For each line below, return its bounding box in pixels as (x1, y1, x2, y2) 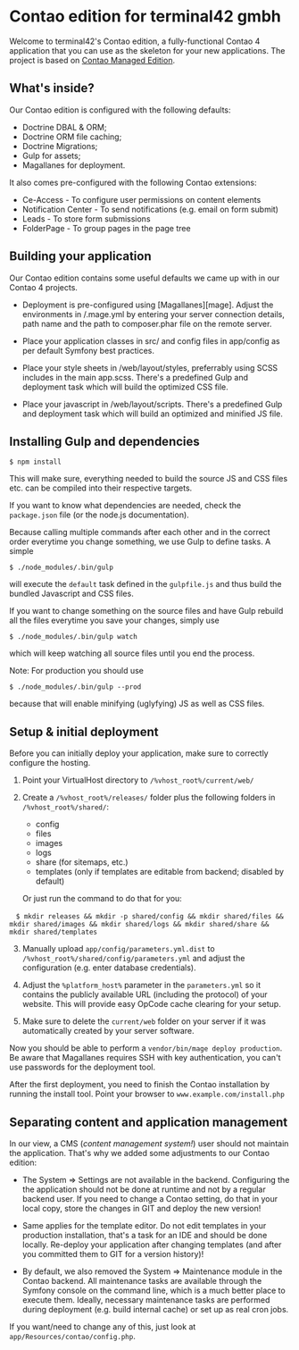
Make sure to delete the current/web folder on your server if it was (21, 1016, 266, 1027)
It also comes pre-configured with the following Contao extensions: (9, 177, 257, 188)
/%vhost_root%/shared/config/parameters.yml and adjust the (21, 953, 245, 964)
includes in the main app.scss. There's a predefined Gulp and (21, 372, 248, 382)
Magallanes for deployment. (21, 159, 126, 171)
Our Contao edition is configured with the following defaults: (9, 105, 231, 115)
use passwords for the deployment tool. (9, 1061, 156, 1073)
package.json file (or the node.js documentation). (9, 509, 189, 520)
